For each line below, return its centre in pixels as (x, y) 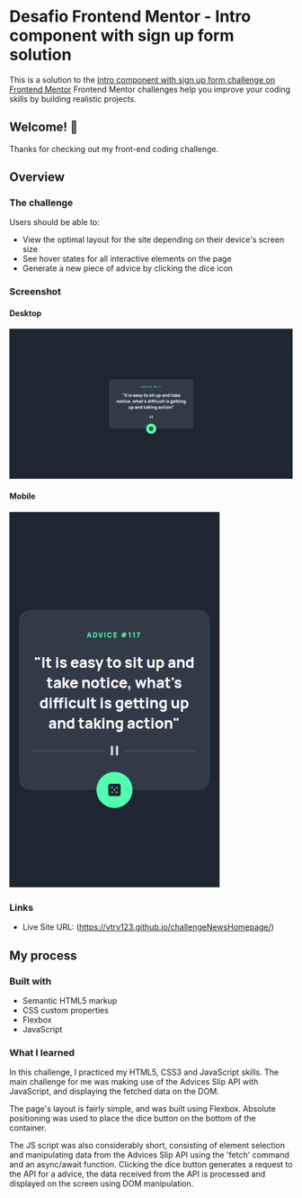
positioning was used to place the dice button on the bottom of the (133, 1119)
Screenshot (35, 292)
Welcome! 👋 (44, 127)
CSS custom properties (66, 1010)
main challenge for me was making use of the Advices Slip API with (134, 1082)
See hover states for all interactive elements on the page (127, 259)
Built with (31, 981)
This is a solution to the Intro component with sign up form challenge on (142, 79)
